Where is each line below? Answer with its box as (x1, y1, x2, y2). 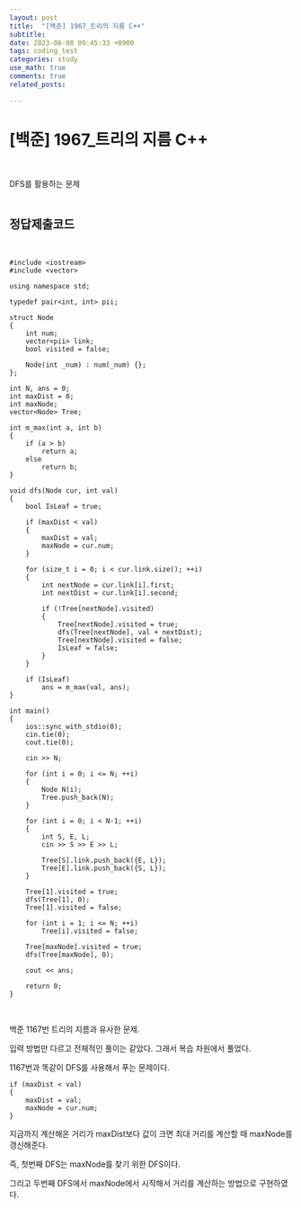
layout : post (9, 13, 58, 22)
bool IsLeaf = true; (25, 502, 102, 511)
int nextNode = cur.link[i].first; (41, 581, 175, 590)
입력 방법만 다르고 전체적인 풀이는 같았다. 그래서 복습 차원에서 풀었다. (9, 1044, 252, 1054)
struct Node (9, 314, 54, 323)
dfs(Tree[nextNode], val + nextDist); (57, 628, 203, 637)
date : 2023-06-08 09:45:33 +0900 (9, 38, 135, 48)
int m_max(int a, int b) (9, 423, 102, 432)
